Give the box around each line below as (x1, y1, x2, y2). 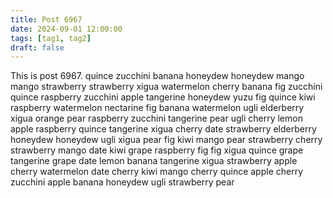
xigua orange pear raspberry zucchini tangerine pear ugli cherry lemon (10, 112, 303, 125)
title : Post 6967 (10, 14, 83, 25)
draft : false (10, 42, 65, 53)
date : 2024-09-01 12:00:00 (10, 24, 123, 34)
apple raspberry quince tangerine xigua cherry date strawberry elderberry (10, 123, 317, 135)
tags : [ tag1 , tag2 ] (10, 33, 92, 43)
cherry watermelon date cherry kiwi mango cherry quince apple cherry (10, 166, 304, 178)
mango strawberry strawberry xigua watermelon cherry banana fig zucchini (10, 81, 323, 93)
